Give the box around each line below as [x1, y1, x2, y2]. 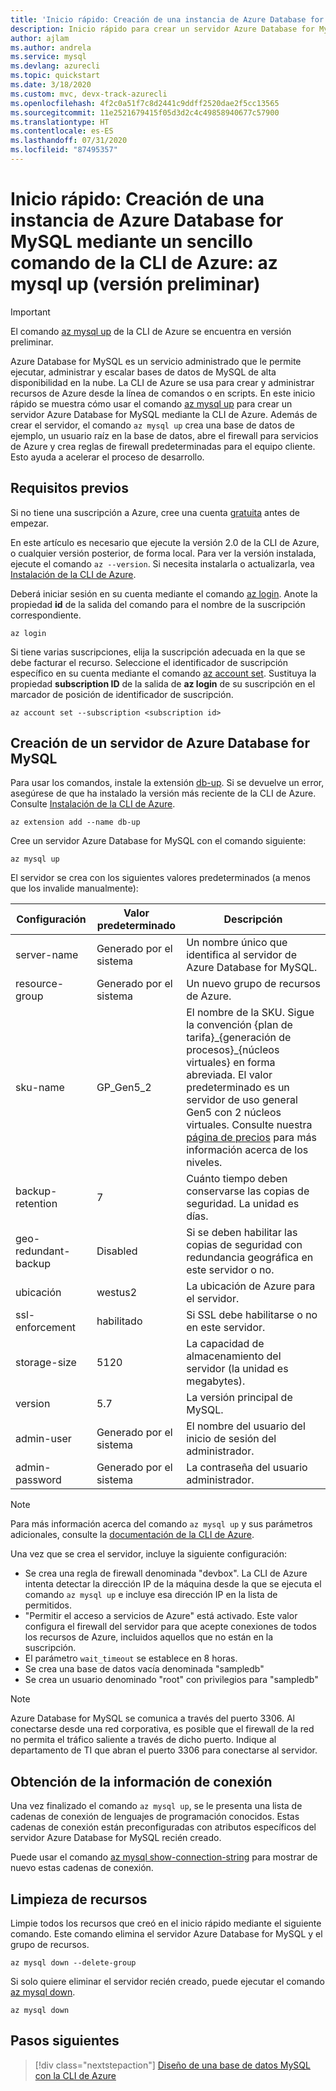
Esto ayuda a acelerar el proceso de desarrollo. [10, 451, 205, 463]
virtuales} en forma [186, 1056, 276, 1070]
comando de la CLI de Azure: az [10, 252, 278, 275]
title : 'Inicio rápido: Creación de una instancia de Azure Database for [10, 14, 325, 25]
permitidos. [24, 1599, 73, 1611]
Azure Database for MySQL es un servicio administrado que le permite [10, 355, 302, 367]
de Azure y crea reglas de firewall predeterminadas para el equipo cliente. [10, 440, 316, 452]
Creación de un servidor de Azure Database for [10, 735, 310, 752]
